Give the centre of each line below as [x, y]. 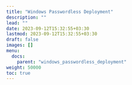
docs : [19, 56]
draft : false [22, 40]
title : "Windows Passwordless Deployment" [60, 12]
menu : [13, 51]
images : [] [20, 45]
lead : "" [17, 23]
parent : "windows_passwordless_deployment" [72, 62]
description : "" [26, 17]
